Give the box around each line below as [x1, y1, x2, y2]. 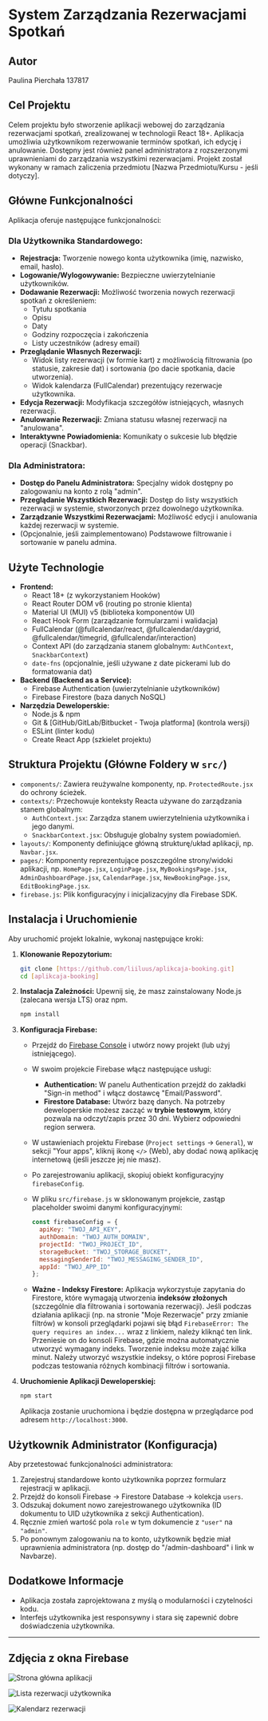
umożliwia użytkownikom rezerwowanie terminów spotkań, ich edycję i [8, 137, 242, 146]
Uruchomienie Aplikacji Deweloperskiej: [19, 1377, 156, 1386]
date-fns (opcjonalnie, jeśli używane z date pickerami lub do [31, 658, 231, 668]
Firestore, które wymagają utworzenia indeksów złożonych [31, 1293, 227, 1303]
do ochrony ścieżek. [19, 787, 87, 797]
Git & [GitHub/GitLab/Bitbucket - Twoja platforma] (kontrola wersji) [31, 717, 250, 728]
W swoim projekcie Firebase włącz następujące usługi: [31, 1064, 212, 1074]
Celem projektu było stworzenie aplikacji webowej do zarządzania [8, 120, 225, 129]
